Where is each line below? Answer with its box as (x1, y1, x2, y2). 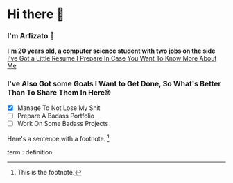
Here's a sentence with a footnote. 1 (7, 133, 110, 143)
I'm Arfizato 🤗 (7, 31, 55, 41)
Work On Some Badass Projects (17, 119, 109, 127)
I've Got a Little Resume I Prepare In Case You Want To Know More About (7, 54, 217, 63)
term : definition (7, 148, 53, 156)
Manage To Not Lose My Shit (17, 104, 101, 112)
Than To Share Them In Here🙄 (7, 88, 111, 97)
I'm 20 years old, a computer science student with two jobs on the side (7, 47, 216, 55)
